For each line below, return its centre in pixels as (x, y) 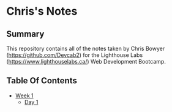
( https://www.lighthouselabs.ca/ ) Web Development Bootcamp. (86, 62)
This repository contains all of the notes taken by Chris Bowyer (86, 48)
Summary (25, 34)
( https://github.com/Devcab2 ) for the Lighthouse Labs (75, 55)
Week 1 (24, 95)
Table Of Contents (42, 81)
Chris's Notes (42, 11)
